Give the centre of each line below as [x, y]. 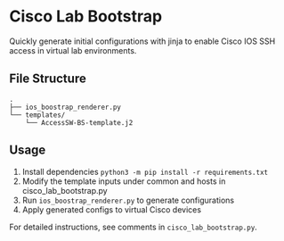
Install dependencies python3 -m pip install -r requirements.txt [145, 171]
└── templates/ [37, 115]
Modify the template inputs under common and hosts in [124, 181]
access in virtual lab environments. [73, 50]
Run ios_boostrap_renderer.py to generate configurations [128, 200]
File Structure [48, 79]
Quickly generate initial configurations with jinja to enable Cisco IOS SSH [142, 41]
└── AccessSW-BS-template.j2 [79, 122]
